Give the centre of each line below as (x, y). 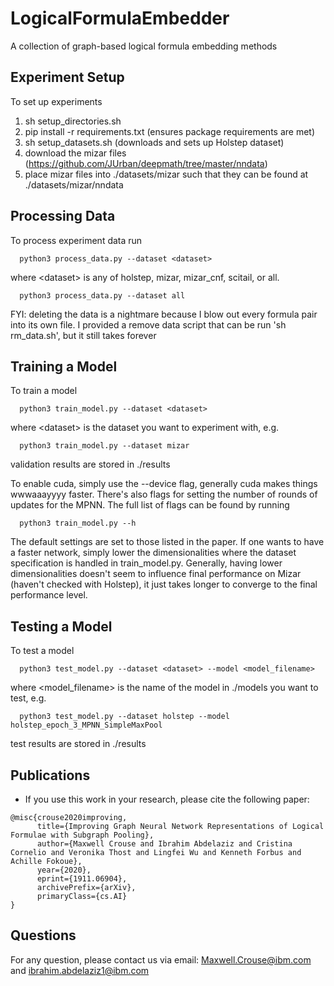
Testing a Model (61, 626)
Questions (43, 935)
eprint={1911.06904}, (82, 879)
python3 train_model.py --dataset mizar (104, 446)
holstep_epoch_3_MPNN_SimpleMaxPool (86, 725)
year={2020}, (64, 870)
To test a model (42, 651)
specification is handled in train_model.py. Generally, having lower (146, 563)
